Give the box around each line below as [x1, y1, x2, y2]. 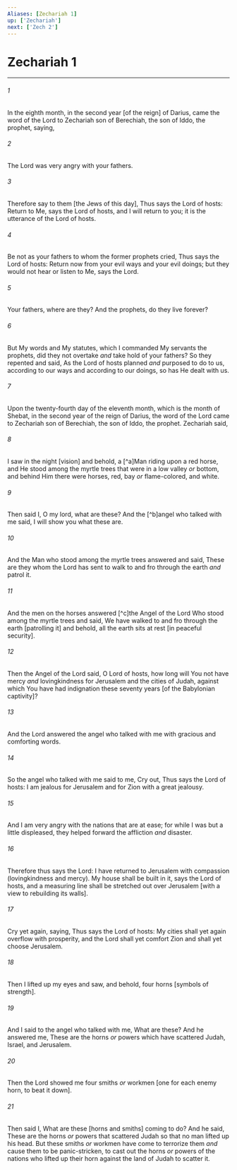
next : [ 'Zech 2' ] [7, 23, 59, 30]
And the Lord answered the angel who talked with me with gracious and [7, 729, 217, 738]
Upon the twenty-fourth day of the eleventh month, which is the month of [7, 404, 221, 412]
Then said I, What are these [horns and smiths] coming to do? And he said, [7, 1124, 225, 1133]
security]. [7, 631, 35, 640]
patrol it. [7, 571, 32, 579]
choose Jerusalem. [7, 942, 63, 950]
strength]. [7, 987, 37, 996]
